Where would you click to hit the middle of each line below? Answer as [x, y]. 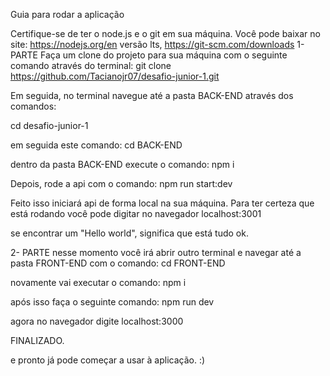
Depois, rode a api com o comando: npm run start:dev [121, 183]
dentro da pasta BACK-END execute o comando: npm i [122, 164]
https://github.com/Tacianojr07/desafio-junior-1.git [115, 76]
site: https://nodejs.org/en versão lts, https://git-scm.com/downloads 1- [157, 44]
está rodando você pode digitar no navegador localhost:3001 [136, 213]
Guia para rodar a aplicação [67, 14]
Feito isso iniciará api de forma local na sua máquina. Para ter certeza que [162, 203]
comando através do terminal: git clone [91, 65]
